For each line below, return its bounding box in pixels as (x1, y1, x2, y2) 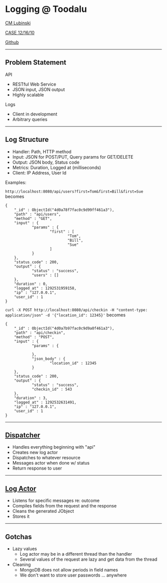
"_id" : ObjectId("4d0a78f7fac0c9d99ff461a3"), (14, 207, 114, 212)
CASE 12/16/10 (5, 29, 35, 35)
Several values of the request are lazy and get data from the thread (19, 556, 158, 562)
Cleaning (12, 562, 31, 568)
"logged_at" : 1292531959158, (14, 286, 77, 291)
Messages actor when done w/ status (12, 460, 90, 466)
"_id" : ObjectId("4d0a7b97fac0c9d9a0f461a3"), (14, 326, 114, 331)
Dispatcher (5, 431, 41, 439)
